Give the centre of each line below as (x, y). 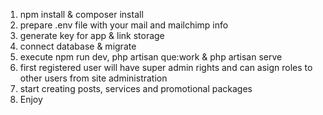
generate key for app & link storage (92, 35)
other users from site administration (93, 78)
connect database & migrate (78, 46)
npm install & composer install (81, 14)
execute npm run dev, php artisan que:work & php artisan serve (151, 57)
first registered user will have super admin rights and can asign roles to (166, 67)
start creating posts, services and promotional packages (136, 88)
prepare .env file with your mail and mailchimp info (124, 25)
